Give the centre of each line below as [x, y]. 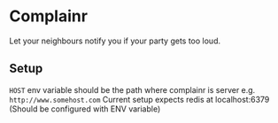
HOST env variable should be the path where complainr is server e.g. [132, 89]
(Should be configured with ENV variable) [85, 109]
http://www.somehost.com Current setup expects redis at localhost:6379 [139, 99]
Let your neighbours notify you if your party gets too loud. [115, 41]
